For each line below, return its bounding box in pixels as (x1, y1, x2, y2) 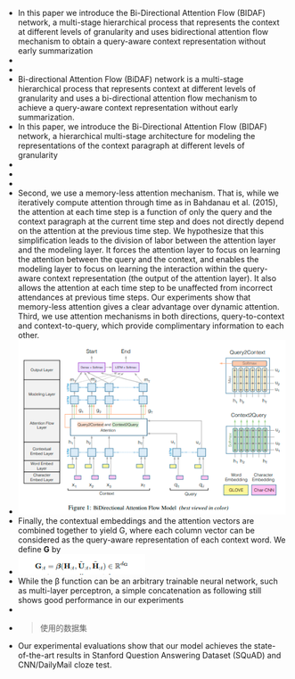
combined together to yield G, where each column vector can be (17, 526, 256, 536)
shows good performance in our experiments (17, 595, 184, 606)
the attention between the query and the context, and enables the (17, 254, 259, 264)
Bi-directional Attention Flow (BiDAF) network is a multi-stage (17, 74, 244, 84)
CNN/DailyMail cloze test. (17, 659, 112, 670)
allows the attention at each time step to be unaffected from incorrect (17, 283, 274, 293)
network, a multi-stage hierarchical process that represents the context (17, 17, 280, 28)
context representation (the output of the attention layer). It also (43, 273, 277, 284)
